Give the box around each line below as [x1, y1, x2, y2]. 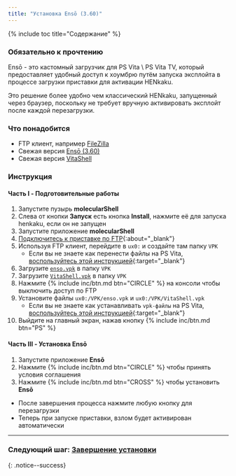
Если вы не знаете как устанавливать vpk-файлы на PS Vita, [28, 302, 204, 310]
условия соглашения [18, 370, 81, 379]
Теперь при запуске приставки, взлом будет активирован [18, 414, 192, 422]
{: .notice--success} [8, 461, 67, 469]
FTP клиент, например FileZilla [18, 139, 109, 148]
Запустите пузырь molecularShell [18, 204, 119, 213]
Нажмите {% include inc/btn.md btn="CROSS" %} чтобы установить [18, 377, 220, 386]
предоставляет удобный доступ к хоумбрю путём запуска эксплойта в [8, 70, 221, 78]
